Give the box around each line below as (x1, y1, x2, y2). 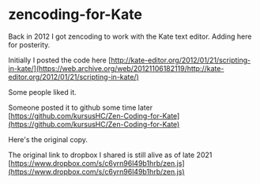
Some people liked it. (8, 87, 77, 96)
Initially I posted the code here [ (8, 55, 111, 65)
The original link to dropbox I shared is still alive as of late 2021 (8, 150, 213, 160)
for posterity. (8, 39, 51, 49)
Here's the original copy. (8, 134, 89, 144)
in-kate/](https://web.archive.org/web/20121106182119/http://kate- (8, 63, 224, 73)
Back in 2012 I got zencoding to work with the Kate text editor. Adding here (8, 32, 252, 41)
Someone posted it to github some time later (8, 103, 153, 112)
